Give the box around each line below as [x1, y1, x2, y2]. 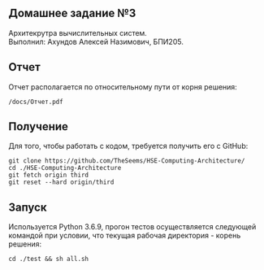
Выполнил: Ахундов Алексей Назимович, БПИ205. [8, 37, 184, 46]
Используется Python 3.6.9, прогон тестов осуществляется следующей [8, 222, 257, 232]
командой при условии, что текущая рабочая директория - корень [8, 231, 241, 241]
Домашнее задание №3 [8, 7, 136, 20]
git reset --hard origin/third [8, 178, 115, 186]
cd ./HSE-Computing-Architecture [8, 164, 122, 172]
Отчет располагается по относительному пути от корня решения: [8, 81, 237, 92]
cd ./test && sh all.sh [8, 255, 89, 263]
